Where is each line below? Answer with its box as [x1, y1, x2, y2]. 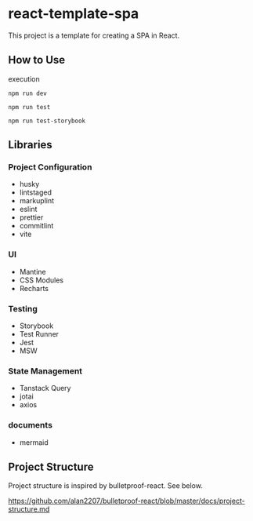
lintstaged [19, 188, 52, 197]
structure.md [8, 505, 50, 514]
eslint [19, 205, 38, 214]
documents [8, 420, 53, 431]
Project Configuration [8, 162, 92, 173]
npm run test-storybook [8, 117, 86, 125]
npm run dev [8, 89, 47, 97]
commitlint [19, 221, 54, 231]
